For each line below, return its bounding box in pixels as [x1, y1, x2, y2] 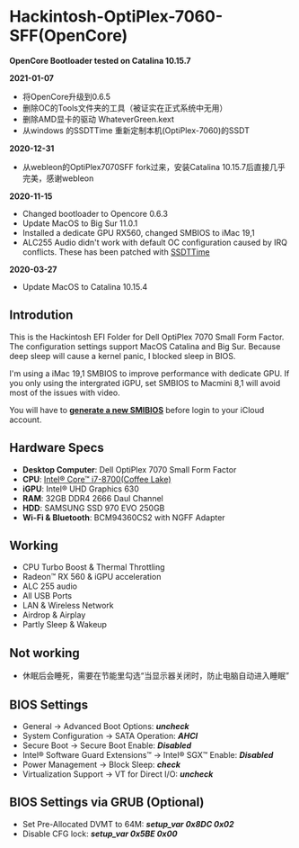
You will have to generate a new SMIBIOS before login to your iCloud [9, 404, 265, 415]
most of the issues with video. [9, 387, 121, 398]
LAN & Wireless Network [22, 600, 114, 611]
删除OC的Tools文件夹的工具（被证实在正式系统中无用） [22, 102, 228, 113]
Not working [9, 645, 81, 661]
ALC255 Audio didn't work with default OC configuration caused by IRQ [22, 237, 287, 248]
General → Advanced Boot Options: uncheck [22, 721, 190, 731]
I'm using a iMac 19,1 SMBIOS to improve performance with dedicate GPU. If [9, 367, 290, 379]
